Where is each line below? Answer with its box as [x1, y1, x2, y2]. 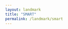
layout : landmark [5, 7, 41, 12]
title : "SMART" [5, 12, 37, 17]
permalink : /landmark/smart [5, 16, 64, 21]
